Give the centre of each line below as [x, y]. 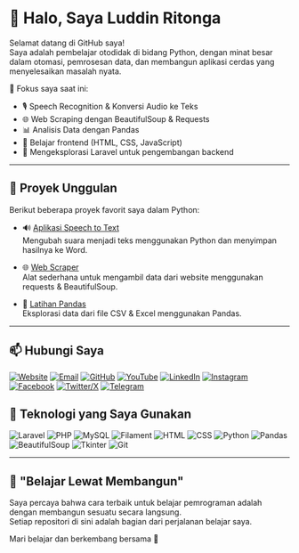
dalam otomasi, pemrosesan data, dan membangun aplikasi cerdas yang [142, 61]
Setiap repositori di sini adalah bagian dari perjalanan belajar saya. [131, 522]
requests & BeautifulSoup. [70, 286]
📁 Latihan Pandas [54, 304]
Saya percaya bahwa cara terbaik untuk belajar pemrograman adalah [136, 503]
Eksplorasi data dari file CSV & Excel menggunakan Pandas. [132, 313]
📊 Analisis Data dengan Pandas [81, 129]
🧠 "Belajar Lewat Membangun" [97, 481]
